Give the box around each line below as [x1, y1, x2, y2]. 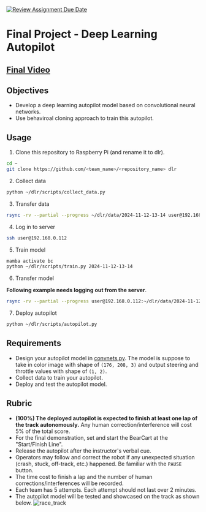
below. [15, 499, 32, 506]
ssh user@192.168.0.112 [6, 235, 67, 241]
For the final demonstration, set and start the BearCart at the [15, 434, 169, 441]
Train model [15, 246, 46, 254]
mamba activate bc [6, 258, 53, 264]
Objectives [6, 85, 49, 96]
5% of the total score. [15, 427, 71, 435]
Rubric [6, 398, 32, 408]
